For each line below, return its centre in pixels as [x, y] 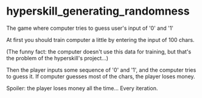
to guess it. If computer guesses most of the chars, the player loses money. [101, 76]
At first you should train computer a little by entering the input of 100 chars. [100, 40]
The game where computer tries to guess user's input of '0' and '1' [90, 28]
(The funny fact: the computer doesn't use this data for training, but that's [99, 51]
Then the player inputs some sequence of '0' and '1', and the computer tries [101, 70]
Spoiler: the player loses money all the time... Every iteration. [82, 88]
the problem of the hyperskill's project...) [57, 58]
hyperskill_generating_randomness [98, 11]
